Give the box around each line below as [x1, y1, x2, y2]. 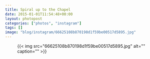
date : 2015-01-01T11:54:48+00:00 [5, 12, 73, 17]
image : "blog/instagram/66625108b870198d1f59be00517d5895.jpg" [5, 30, 136, 35]
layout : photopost [5, 16, 42, 21]
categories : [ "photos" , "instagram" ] [5, 20, 82, 26]
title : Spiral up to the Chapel [5, 7, 71, 12]
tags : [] [5, 25, 23, 30]
